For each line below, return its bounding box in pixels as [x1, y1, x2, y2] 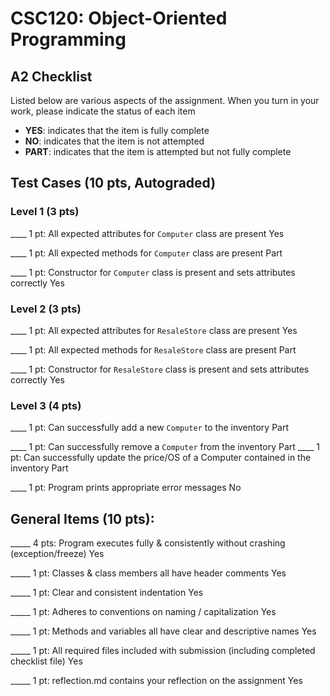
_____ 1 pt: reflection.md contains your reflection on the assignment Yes [10, 675, 303, 687]
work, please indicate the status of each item [10, 105, 196, 117]
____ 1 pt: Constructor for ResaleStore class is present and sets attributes [10, 363, 310, 375]
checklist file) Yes [10, 655, 83, 667]
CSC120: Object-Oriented [10, 7, 228, 30]
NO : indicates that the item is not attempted [24, 135, 205, 147]
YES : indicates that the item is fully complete [24, 125, 210, 136]
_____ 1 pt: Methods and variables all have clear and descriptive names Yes [10, 625, 317, 637]
